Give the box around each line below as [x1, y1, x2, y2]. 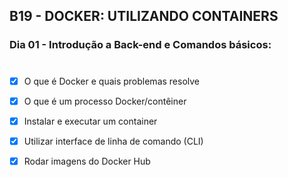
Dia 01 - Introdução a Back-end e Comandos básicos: [9, 38, 272, 52]
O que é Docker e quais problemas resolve [23, 75, 201, 87]
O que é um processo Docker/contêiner [23, 95, 187, 107]
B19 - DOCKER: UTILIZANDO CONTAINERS [9, 8, 279, 25]
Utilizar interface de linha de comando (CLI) [23, 135, 204, 147]
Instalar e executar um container [23, 115, 158, 127]
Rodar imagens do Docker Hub [23, 155, 151, 167]
